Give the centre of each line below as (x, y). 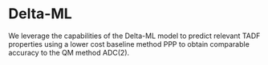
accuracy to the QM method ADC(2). (69, 52)
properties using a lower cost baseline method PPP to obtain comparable (129, 44)
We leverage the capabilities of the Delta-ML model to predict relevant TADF (134, 36)
